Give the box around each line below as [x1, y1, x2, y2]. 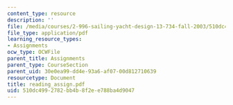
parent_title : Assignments [7, 55, 85, 62]
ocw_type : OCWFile [7, 49, 60, 56]
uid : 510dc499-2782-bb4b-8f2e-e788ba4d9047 [7, 87, 135, 94]
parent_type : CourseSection [7, 61, 89, 68]
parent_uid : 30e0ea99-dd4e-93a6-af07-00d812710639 [7, 68, 157, 75]
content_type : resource [7, 10, 76, 17]
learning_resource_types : [7, 36, 82, 43]
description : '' [7, 17, 54, 23]
